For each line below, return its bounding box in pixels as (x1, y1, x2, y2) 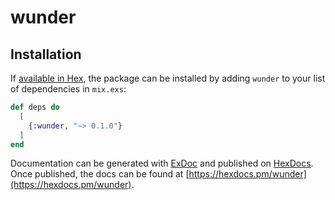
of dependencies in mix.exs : (10, 83, 127, 95)
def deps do (10, 102, 60, 112)
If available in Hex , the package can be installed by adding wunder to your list (10, 72, 326, 84)
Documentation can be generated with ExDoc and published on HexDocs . (10, 157, 314, 170)
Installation (10, 46, 82, 63)
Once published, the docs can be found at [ (10, 168, 190, 180)
